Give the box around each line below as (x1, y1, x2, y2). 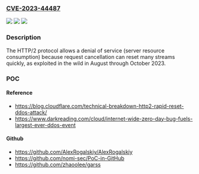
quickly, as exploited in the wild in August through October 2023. (6, 60, 166, 67)
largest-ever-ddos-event (14, 121, 76, 129)
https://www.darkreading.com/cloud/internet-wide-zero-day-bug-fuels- (14, 115, 193, 122)
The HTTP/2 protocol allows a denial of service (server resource (6, 46, 165, 54)
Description (6, 33, 41, 42)
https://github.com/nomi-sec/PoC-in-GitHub (14, 154, 124, 161)
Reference (6, 89, 33, 97)
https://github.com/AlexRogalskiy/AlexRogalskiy (14, 148, 133, 156)
